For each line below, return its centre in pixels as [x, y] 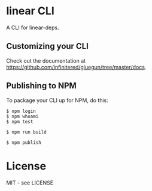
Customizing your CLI [47, 46]
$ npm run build [26, 132]
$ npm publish [24, 142]
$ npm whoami [22, 116]
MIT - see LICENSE [30, 183]
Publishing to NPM [41, 86]
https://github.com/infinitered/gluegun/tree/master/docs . [76, 67]
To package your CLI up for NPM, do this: [57, 100]
